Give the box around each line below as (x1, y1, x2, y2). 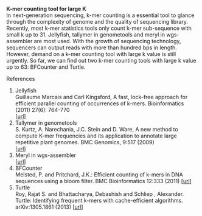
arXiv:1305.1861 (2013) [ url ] (15, 203, 83, 211)
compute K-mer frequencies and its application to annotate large (15, 132, 178, 139)
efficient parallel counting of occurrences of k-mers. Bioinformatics (15, 100, 184, 107)
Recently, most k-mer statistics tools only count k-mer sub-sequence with (6, 24, 192, 32)
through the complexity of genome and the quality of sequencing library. (6, 18, 189, 25)
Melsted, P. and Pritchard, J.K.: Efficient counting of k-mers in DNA (15, 171, 184, 178)
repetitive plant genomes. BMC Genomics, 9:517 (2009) (15, 139, 155, 145)
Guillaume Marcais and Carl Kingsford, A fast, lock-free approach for (15, 94, 188, 100)
